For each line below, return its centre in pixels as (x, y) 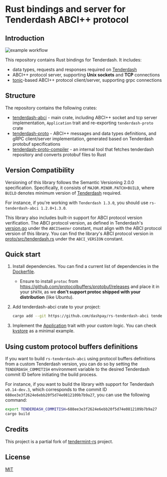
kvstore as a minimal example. (43, 331)
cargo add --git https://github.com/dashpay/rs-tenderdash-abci (81, 316)
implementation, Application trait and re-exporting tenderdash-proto (83, 123)
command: (16, 400)
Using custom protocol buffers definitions (72, 347)
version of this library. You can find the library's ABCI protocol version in (79, 234)
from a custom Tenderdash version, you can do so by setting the (72, 364)
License (18, 457)
